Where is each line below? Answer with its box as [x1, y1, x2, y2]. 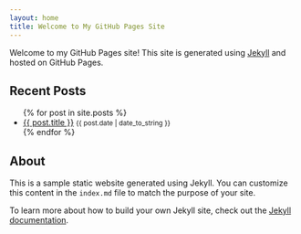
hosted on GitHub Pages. [9, 57, 104, 68]
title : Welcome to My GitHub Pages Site [9, 22, 166, 31]
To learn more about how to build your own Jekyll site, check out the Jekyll [9, 205, 292, 216]
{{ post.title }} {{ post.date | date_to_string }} [22, 117, 171, 128]
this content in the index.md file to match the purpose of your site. [9, 187, 256, 198]
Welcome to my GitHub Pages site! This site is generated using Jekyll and [9, 47, 286, 58]
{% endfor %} [22, 127, 76, 138]
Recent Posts [9, 83, 87, 99]
